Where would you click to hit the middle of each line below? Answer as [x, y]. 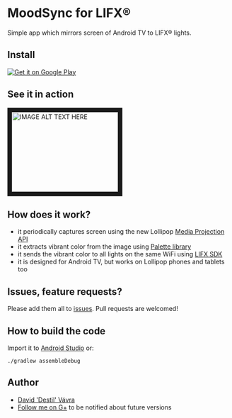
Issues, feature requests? [65, 292]
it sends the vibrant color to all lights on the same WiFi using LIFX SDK [120, 254]
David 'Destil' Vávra [46, 400]
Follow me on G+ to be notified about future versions [94, 407]
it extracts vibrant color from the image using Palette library [104, 247]
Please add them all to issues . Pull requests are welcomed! [93, 309]
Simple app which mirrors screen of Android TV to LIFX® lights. [100, 33]
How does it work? [49, 214]
